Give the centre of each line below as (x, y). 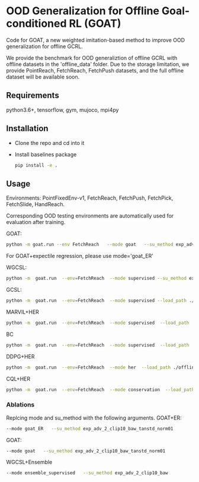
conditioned (36, 23)
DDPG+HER (20, 356)
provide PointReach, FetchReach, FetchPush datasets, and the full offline (95, 70)
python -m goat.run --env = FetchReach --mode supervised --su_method (96, 278)
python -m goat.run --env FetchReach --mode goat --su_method (90, 245)
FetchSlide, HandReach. (36, 204)
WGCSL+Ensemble (29, 462)
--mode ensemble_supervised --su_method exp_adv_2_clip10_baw (87, 473)
